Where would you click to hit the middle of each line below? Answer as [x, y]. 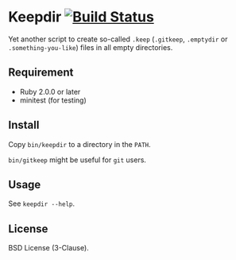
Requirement [41, 73]
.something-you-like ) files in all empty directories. [91, 47]
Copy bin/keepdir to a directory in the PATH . [79, 144]
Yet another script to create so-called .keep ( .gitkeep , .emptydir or [118, 39]
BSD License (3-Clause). [48, 248]
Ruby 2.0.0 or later [50, 91]
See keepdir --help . [42, 204]
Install [24, 125]
